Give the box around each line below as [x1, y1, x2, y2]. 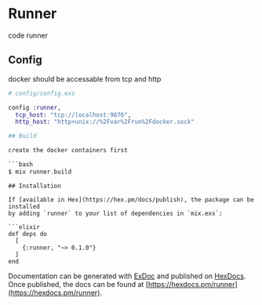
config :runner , [8, 103, 61, 111]
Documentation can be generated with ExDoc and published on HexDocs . [8, 271, 246, 281]
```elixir [8, 223, 41, 231]
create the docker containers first [8, 147, 128, 154]
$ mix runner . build [8, 168, 72, 176]
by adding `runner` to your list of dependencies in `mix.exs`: [8, 209, 223, 217]
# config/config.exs [8, 89, 76, 97]
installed [8, 202, 41, 210]
